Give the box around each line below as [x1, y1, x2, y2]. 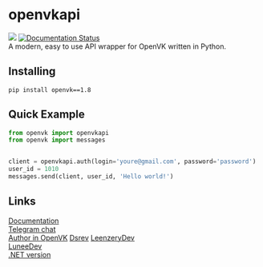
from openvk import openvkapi [8, 129, 110, 137]
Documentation [8, 216, 59, 225]
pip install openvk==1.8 [8, 86, 91, 94]
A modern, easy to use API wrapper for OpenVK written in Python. [8, 42, 227, 51]
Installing [8, 65, 56, 78]
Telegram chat [8, 224, 56, 233]
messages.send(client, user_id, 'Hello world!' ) [8, 173, 174, 181]
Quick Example [8, 108, 86, 122]
